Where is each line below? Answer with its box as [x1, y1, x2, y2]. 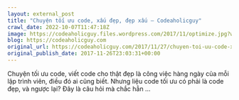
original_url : [7, 43, 50, 50]
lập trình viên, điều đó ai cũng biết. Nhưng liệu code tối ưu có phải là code [7, 77, 224, 85]
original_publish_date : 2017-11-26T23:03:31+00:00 [7, 50, 161, 57]
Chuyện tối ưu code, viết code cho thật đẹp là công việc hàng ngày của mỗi [7, 69, 230, 78]
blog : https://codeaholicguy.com [7, 37, 107, 44]
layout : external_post [7, 10, 75, 18]
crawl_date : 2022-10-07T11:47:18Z [7, 23, 110, 30]
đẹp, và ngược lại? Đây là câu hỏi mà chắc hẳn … [7, 84, 151, 93]
